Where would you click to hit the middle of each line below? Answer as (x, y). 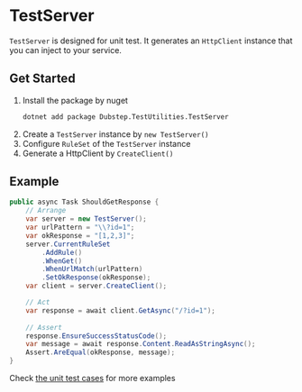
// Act (38, 303)
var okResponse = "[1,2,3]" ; (80, 235)
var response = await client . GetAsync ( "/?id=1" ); (121, 310)
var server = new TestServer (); (86, 219)
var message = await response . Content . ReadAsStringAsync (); (141, 344)
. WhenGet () (62, 261)
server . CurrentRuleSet (68, 244)
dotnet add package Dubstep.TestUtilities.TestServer (125, 117)
